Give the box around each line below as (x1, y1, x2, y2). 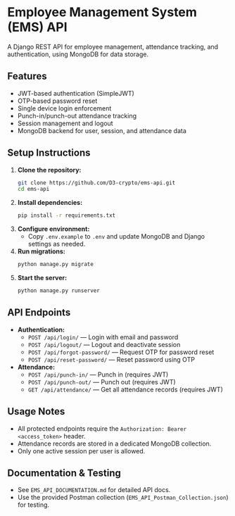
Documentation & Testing (7, 467, 121, 479)
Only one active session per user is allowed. (17, 446, 146, 455)
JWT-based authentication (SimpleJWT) (17, 89, 135, 97)
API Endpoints (7, 307, 71, 319)
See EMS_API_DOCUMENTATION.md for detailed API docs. (17, 486, 171, 494)
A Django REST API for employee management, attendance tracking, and (7, 42, 219, 51)
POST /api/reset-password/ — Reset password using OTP (27, 355, 196, 363)
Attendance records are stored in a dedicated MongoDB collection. (17, 439, 212, 448)
